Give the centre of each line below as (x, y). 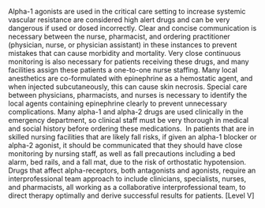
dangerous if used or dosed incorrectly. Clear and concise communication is (132, 28)
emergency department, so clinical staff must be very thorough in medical (129, 120)
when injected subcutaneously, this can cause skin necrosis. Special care (128, 87)
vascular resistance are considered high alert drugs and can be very (119, 20)
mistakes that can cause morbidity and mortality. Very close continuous (125, 53)
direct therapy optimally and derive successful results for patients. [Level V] (131, 195)
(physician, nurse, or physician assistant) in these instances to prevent (123, 45)
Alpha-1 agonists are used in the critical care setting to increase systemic (127, 11)
